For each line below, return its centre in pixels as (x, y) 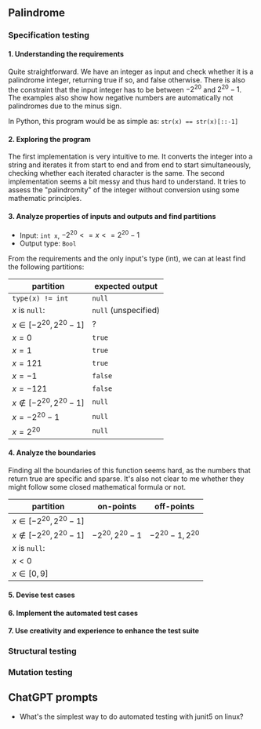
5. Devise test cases (42, 595)
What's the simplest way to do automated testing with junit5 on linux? (131, 716)
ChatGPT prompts (53, 698)
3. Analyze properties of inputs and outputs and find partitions (112, 216)
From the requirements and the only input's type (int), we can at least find (127, 259)
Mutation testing (40, 673)
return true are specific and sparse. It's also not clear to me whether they (126, 479)
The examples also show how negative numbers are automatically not (121, 98)
